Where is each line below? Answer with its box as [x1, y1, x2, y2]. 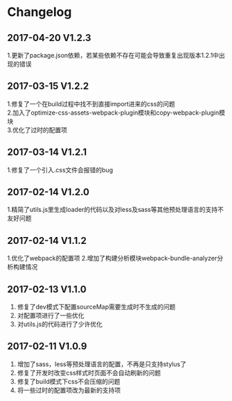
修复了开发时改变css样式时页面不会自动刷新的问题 [17, 368, 161, 377]
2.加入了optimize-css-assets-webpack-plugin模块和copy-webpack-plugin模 [7, 108, 225, 117]
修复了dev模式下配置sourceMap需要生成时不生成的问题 [17, 303, 176, 311]
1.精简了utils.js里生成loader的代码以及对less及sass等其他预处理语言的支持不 [7, 206, 224, 214]
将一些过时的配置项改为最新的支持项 [17, 386, 121, 394]
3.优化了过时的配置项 [7, 126, 68, 134]
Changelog [7, 4, 72, 20]
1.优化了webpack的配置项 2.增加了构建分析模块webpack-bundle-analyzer [7, 254, 217, 263]
